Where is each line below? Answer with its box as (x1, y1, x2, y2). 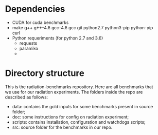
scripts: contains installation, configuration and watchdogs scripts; (12, 119, 146, 125)
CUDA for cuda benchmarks (12, 19, 69, 25)
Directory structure (5, 68, 85, 79)
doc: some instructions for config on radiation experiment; (12, 114, 129, 120)
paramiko (19, 45, 38, 51)
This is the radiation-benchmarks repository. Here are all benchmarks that (5, 84, 153, 90)
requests (19, 40, 37, 46)
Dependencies (5, 3, 65, 15)
